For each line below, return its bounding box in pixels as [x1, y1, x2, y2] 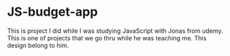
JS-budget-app [7, 4, 98, 20]
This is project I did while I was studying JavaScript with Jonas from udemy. [7, 27, 223, 35]
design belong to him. [7, 41, 69, 49]
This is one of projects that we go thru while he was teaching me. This [7, 33, 207, 42]
